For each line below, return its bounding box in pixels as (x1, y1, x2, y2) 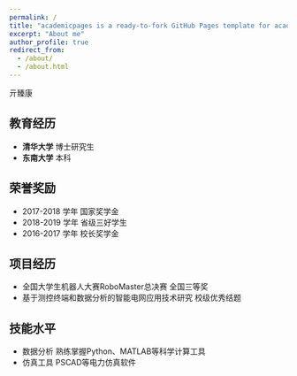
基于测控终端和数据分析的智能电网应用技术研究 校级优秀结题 (21, 293, 241, 303)
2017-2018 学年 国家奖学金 (21, 205, 119, 217)
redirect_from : (9, 46, 65, 55)
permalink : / (9, 12, 57, 22)
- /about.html (17, 63, 69, 72)
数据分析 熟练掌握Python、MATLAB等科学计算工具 (21, 346, 206, 357)
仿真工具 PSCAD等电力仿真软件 (21, 357, 137, 368)
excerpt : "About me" (9, 29, 86, 38)
